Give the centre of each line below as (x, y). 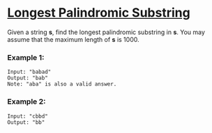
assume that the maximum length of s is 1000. (73, 39)
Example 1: (26, 57)
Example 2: (26, 102)
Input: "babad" (29, 72)
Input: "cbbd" (28, 116)
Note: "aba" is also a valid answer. (62, 84)
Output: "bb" (26, 122)
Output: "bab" (28, 78)
